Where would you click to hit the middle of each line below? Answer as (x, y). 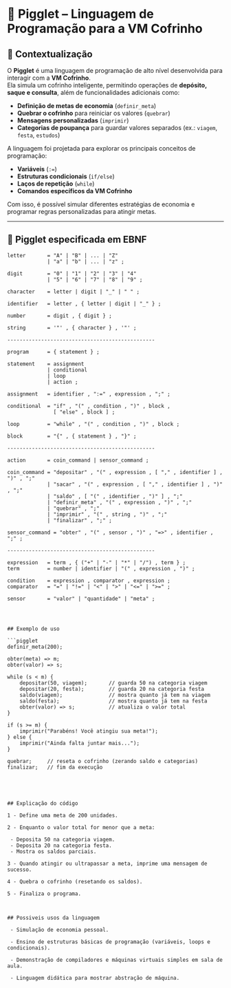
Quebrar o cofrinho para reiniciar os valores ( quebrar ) (93, 113)
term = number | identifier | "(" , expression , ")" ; (101, 568)
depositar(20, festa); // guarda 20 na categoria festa (112, 689)
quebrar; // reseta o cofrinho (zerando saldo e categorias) (102, 761)
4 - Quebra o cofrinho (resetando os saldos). (75, 881)
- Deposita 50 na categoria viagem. (63, 839)
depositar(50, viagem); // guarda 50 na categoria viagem (113, 683)
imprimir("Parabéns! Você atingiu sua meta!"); (89, 731)
